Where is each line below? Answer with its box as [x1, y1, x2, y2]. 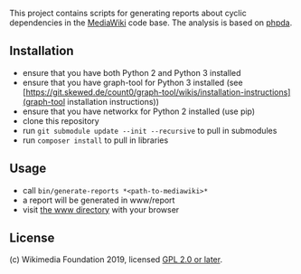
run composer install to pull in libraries [22, 135, 169, 146]
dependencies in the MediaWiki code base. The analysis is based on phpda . [9, 17, 293, 28]
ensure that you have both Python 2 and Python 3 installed [22, 67, 241, 78]
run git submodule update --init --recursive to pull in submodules [22, 125, 277, 136]
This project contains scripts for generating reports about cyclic [9, 8, 247, 18]
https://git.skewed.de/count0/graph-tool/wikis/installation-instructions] [25, 86, 291, 98]
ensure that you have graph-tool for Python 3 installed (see [22, 77, 243, 88]
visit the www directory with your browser [22, 203, 180, 215]
